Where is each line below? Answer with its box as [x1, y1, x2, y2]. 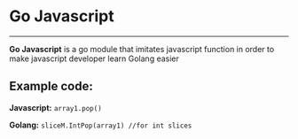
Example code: [9, 79, 93, 94]
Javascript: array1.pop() [9, 102, 102, 112]
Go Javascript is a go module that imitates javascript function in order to [9, 43, 275, 54]
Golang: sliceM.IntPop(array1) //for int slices [9, 120, 192, 130]
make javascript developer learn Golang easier [9, 53, 180, 64]
